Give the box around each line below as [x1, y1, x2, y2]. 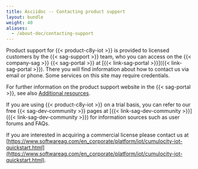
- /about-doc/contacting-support [11, 31, 94, 37]
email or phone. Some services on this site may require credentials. [6, 72, 170, 79]
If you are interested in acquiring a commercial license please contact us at [6, 131, 189, 139]
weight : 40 [6, 19, 33, 25]
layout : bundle [6, 14, 44, 20]
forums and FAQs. [6, 120, 50, 127]
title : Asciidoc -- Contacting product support [6, 8, 126, 15]
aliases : [6, 25, 28, 31]
